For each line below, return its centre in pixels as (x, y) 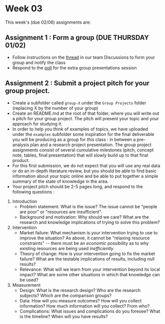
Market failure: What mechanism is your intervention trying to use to (89, 232)
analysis (21, 145)
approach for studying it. (37, 124)
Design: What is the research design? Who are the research (80, 290)
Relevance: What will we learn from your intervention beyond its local (90, 269)
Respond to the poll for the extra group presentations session (74, 67)
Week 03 (24, 9)
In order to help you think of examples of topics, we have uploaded (80, 129)
